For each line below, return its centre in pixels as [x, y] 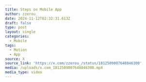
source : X [15, 59]
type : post [16, 27]
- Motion [18, 50]
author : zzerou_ [21, 14]
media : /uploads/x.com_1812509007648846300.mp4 [54, 68]
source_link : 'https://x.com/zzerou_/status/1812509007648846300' [73, 63]
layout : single [20, 32]
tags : [10, 45]
